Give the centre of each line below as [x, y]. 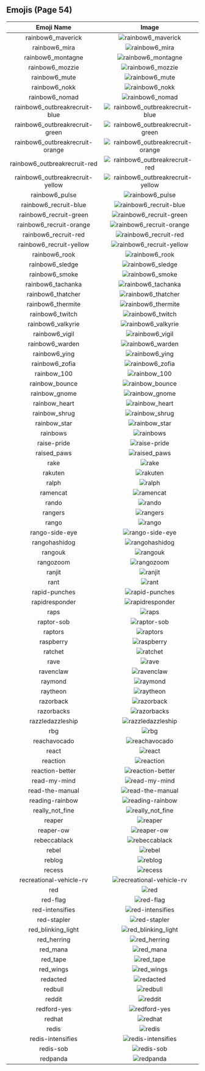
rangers [54, 513]
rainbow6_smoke [53, 274]
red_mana [54, 949]
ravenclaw [54, 671]
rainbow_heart [54, 403]
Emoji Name [54, 27]
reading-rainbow [53, 800]
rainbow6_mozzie [54, 67]
